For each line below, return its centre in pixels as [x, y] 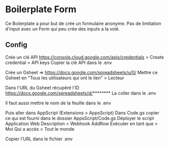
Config [16, 45]
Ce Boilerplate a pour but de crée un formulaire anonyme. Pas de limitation [83, 23]
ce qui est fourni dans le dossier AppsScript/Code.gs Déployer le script [80, 118]
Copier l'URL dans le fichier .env [39, 139]
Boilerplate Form [41, 9]
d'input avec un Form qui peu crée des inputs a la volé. [63, 28]
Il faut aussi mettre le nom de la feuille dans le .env [58, 103]
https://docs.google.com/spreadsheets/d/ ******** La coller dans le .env [81, 93]
